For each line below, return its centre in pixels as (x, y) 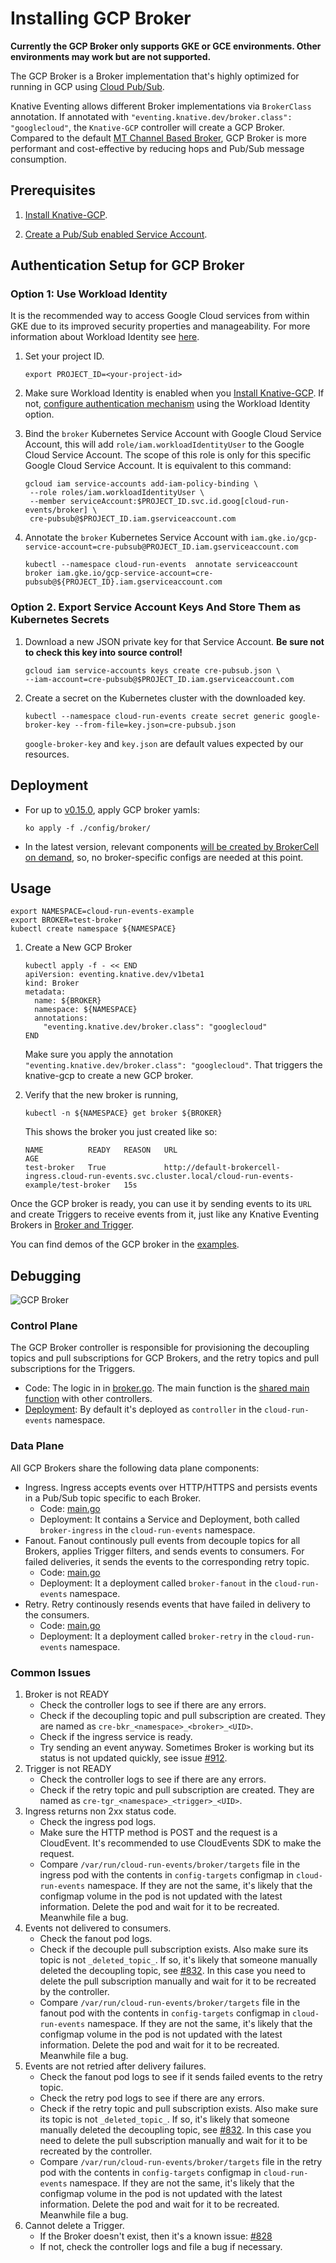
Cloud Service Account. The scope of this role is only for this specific (168, 455)
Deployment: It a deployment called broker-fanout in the (156, 1583)
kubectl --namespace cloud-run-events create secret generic (155, 716)
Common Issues (51, 1672)
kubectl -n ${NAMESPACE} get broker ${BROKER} (123, 1113)
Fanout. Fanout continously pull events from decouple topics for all (162, 1540)
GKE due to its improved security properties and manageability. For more (160, 326)
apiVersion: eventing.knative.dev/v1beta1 (114, 975)
